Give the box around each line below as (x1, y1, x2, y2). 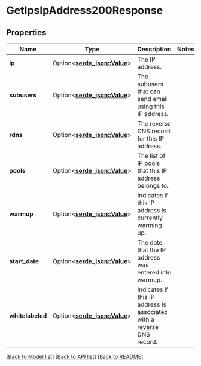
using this (137, 102, 165, 111)
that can (137, 87, 160, 96)
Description (137, 45, 172, 53)
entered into (137, 269, 172, 276)
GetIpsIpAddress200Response (6, 4, 163, 17)
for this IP (137, 135, 165, 142)
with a (137, 315, 154, 324)
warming (137, 221, 162, 229)
